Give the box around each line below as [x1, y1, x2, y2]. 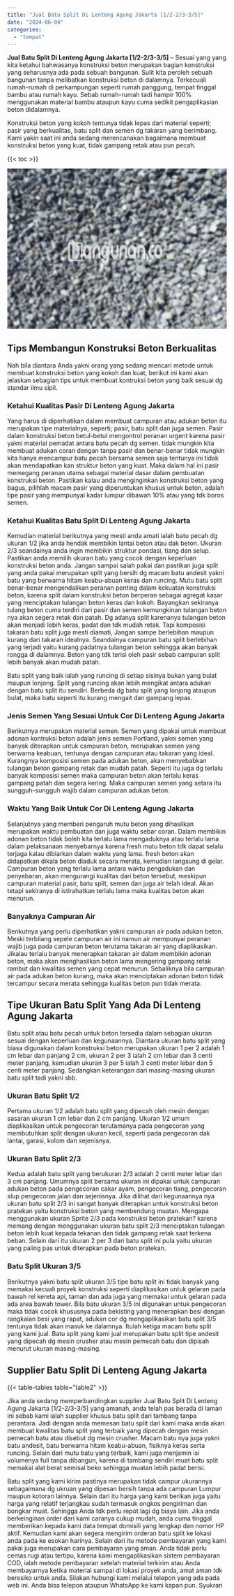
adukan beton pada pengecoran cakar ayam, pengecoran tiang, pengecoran [7, 1184, 226, 1193]
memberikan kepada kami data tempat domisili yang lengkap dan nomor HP [7, 1521, 224, 1530]
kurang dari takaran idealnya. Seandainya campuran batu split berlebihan [7, 636, 217, 644]
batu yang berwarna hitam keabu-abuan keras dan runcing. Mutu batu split [7, 576, 223, 585]
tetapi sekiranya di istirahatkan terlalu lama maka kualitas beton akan [7, 886, 205, 894]
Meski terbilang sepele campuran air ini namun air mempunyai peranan [7, 935, 211, 943]
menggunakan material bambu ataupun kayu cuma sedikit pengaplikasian [7, 98, 219, 106]
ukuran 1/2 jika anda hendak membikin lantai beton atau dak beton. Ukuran [7, 539, 221, 548]
